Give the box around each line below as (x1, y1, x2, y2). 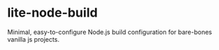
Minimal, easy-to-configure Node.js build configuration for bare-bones (7, 28, 213, 36)
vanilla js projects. (7, 35, 60, 43)
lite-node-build (7, 5, 98, 21)
